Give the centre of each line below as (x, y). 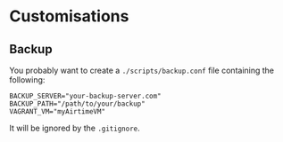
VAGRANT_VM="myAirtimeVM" (57, 112)
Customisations (69, 16)
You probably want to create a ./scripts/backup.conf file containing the (142, 70)
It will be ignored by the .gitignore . (75, 128)
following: (27, 80)
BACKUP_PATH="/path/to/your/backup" (77, 104)
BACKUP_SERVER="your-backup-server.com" (86, 96)
